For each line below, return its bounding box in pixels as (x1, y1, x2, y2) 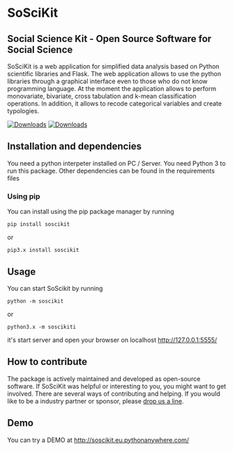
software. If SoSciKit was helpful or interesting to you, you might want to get (7, 382, 227, 390)
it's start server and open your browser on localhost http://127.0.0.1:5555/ (7, 336, 218, 344)
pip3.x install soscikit (7, 247, 80, 254)
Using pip (7, 191, 40, 201)
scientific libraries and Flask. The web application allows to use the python (7, 70, 222, 78)
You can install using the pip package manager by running (7, 208, 174, 216)
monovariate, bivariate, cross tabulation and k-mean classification (7, 92, 197, 100)
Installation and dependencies (7, 141, 142, 152)
